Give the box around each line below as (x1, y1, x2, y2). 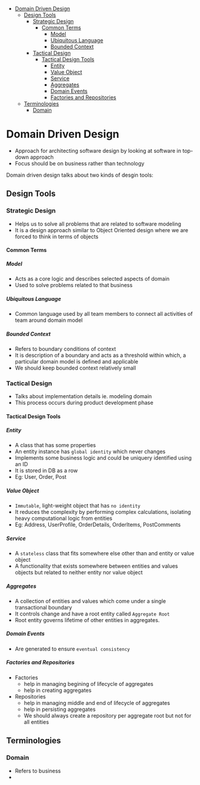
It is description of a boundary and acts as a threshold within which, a (14, 352, 186, 359)
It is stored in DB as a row (14, 467, 78, 474)
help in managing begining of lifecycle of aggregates (23, 680, 153, 687)
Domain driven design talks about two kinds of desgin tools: (6, 171, 153, 178)
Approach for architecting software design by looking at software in (14, 147, 181, 154)
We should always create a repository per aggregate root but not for (23, 712, 192, 719)
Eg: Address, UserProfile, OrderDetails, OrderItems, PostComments (14, 521, 181, 528)
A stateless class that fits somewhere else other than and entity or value (14, 549, 195, 557)
